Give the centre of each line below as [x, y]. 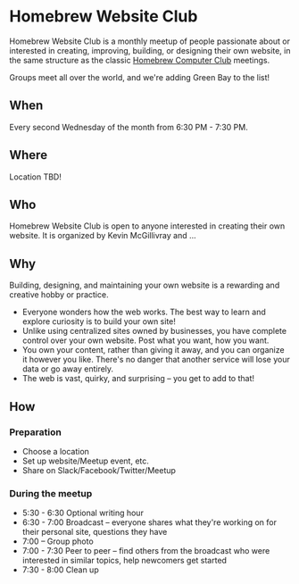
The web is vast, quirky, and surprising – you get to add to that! [138, 379]
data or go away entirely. [68, 369]
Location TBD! [36, 177]
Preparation [36, 432]
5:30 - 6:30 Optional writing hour [83, 513]
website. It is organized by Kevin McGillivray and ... [103, 236]
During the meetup [51, 493]
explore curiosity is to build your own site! [99, 321]
